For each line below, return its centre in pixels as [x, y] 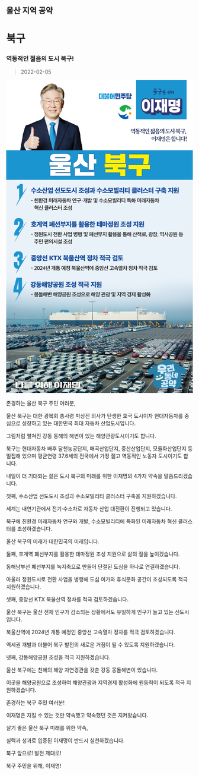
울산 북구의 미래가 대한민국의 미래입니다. [53, 541]
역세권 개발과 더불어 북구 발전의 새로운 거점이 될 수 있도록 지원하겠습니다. [91, 644]
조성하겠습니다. [34, 528]
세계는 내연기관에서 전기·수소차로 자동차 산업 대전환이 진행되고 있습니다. [89, 508]
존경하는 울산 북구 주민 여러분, [41, 403]
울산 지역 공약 [30, 11]
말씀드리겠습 [178, 476]
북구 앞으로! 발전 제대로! [34, 753]
